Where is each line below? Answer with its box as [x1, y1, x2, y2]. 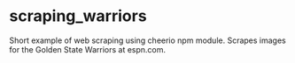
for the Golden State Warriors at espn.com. [9, 44, 167, 54]
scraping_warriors [9, 6, 148, 26]
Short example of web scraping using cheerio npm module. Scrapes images [9, 35, 286, 45]
